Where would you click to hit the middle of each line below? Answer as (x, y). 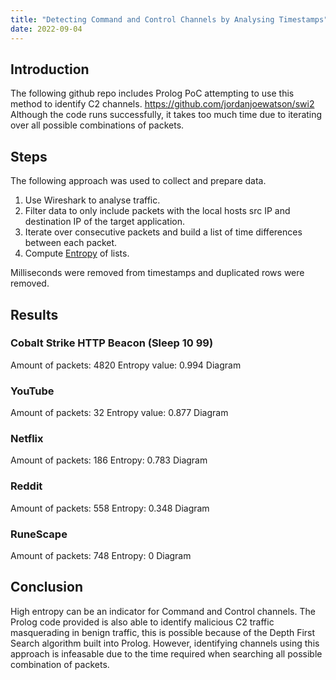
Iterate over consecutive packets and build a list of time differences (163, 232)
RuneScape (39, 534)
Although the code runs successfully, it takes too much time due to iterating (166, 115)
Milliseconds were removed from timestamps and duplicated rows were (157, 273)
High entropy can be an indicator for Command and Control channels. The (163, 611)
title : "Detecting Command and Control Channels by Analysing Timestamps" (169, 19)
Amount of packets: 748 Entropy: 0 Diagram (101, 555)
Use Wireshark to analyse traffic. (92, 200)
